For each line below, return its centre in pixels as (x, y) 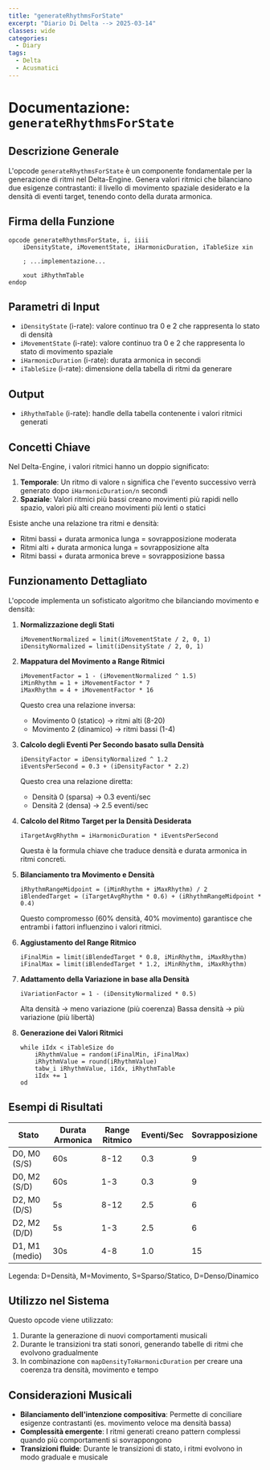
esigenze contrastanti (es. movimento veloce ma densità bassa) (125, 1423)
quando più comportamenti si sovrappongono (96, 1440)
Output (26, 394)
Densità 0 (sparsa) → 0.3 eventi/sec (91, 797)
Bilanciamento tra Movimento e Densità (87, 874)
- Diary (29, 46)
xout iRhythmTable (53, 275)
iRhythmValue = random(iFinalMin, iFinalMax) (112, 1054)
